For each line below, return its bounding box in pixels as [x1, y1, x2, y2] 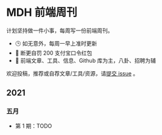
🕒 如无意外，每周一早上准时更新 [15, 40, 97, 47]
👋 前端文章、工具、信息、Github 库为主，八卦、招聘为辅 [15, 57, 157, 64]
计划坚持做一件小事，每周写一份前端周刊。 [6, 27, 113, 34]
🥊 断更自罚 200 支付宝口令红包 [15, 49, 93, 57]
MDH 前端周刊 [6, 5, 77, 19]
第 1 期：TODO [15, 122, 52, 130]
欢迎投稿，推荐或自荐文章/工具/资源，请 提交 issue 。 [6, 69, 139, 77]
